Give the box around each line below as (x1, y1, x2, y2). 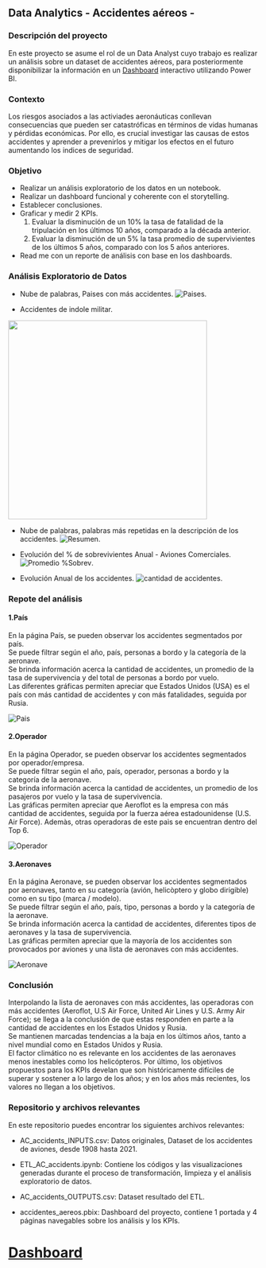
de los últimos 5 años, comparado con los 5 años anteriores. (31, 243, 229, 252)
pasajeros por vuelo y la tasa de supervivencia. (8, 792, 163, 801)
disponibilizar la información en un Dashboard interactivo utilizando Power (8, 65, 252, 75)
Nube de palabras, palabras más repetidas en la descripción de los (19, 525, 239, 535)
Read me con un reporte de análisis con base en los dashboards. (19, 251, 233, 261)
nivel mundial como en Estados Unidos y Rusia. (8, 1040, 163, 1049)
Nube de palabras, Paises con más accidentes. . (19, 289, 207, 298)
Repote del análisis (8, 593, 83, 604)
